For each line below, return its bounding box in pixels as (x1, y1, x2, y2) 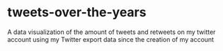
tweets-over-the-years (7, 4, 147, 21)
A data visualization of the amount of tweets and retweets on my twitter (7, 28, 216, 36)
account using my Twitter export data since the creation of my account (7, 35, 215, 43)
